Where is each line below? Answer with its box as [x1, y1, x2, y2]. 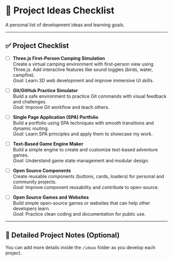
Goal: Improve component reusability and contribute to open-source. [12, 184, 160, 190]
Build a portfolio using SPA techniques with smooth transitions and [12, 119, 154, 126]
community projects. [12, 179, 57, 185]
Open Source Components [12, 167, 71, 173]
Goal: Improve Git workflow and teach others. [12, 104, 110, 110]
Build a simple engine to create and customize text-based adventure [12, 147, 158, 152]
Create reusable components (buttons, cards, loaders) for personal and [12, 173, 165, 180]
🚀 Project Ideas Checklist [5, 5, 115, 16]
